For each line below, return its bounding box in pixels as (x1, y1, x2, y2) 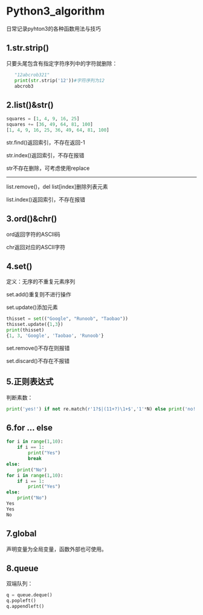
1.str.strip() (6, 43, 50, 53)
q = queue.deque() (6, 592, 53, 598)
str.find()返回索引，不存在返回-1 (6, 138, 86, 146)
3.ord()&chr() (6, 213, 57, 224)
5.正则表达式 (6, 377, 54, 387)
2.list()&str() (6, 100, 54, 110)
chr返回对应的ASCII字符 (6, 243, 65, 250)
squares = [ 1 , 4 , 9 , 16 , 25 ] (6, 116, 80, 122)
